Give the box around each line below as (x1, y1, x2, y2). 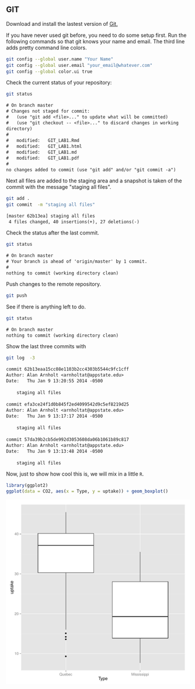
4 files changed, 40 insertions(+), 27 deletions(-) (8, 219, 140, 225)
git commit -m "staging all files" (6, 202, 95, 208)
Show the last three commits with (6, 342, 86, 349)
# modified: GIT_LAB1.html (6, 144, 82, 150)
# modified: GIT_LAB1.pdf (6, 155, 80, 161)
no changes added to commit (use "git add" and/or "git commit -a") (6, 167, 176, 173)
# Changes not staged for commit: (6, 108, 90, 114)
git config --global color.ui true (6, 69, 93, 74)
